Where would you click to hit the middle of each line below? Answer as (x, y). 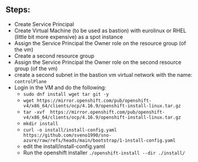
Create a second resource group (54, 55)
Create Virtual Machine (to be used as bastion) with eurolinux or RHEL (100, 30)
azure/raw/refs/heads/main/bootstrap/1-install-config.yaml (99, 140)
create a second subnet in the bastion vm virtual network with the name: (103, 74)
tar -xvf (34, 112)
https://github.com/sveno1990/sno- (67, 135)
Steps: (18, 10)
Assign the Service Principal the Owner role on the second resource (98, 62)
